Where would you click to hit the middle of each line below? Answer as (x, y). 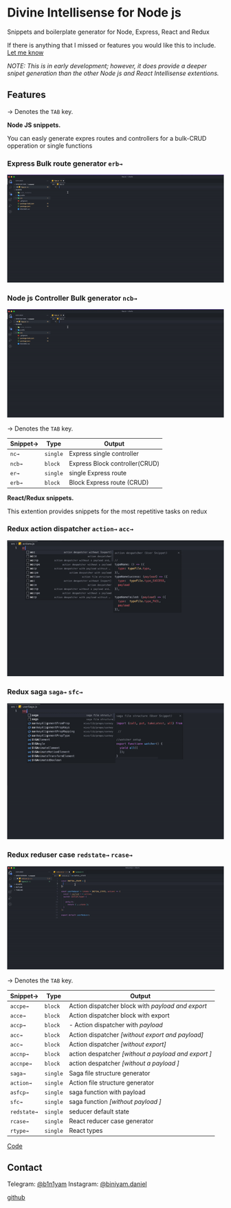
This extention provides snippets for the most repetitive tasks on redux (107, 511)
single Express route (98, 473)
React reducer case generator (111, 1121)
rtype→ (19, 1131)
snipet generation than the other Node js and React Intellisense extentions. (113, 73)
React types (86, 1131)
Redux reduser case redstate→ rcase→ (70, 855)
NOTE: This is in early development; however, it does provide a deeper (107, 66)
